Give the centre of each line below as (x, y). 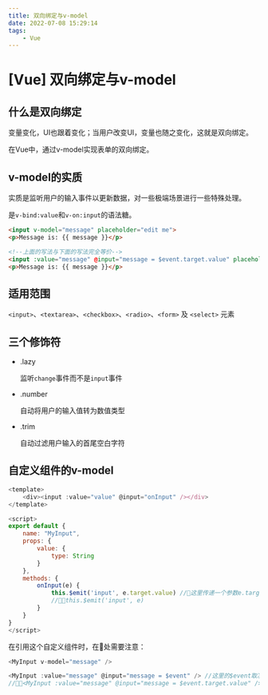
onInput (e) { (59, 586)
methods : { (41, 578)
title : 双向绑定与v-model (48, 16)
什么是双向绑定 (45, 111)
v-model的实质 (45, 177)
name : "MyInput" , (51, 534)
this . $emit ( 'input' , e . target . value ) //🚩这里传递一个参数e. (148, 593)
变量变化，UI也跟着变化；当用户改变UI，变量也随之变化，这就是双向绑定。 (131, 133)
